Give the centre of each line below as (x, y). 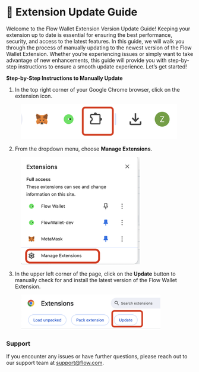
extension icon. (33, 96)
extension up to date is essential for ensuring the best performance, (89, 35)
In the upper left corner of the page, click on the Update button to (95, 274)
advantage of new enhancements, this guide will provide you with (86, 60)
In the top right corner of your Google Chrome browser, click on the (97, 89)
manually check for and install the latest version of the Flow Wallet (96, 280)
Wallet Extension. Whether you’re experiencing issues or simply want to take (100, 54)
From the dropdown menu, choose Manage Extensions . (83, 149)
